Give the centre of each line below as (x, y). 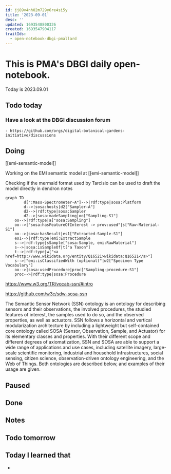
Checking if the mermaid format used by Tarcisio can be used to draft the (83, 183)
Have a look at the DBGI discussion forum (58, 120)
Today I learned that (38, 455)
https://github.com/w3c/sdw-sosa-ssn (46, 294)
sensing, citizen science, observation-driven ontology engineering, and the (85, 358)
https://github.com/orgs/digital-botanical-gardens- (68, 131)
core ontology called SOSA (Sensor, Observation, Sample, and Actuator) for (85, 331)
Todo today (24, 106)
